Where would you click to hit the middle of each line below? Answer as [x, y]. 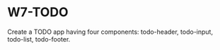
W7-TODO [38, 12]
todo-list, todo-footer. [39, 39]
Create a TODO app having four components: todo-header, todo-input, [110, 32]
